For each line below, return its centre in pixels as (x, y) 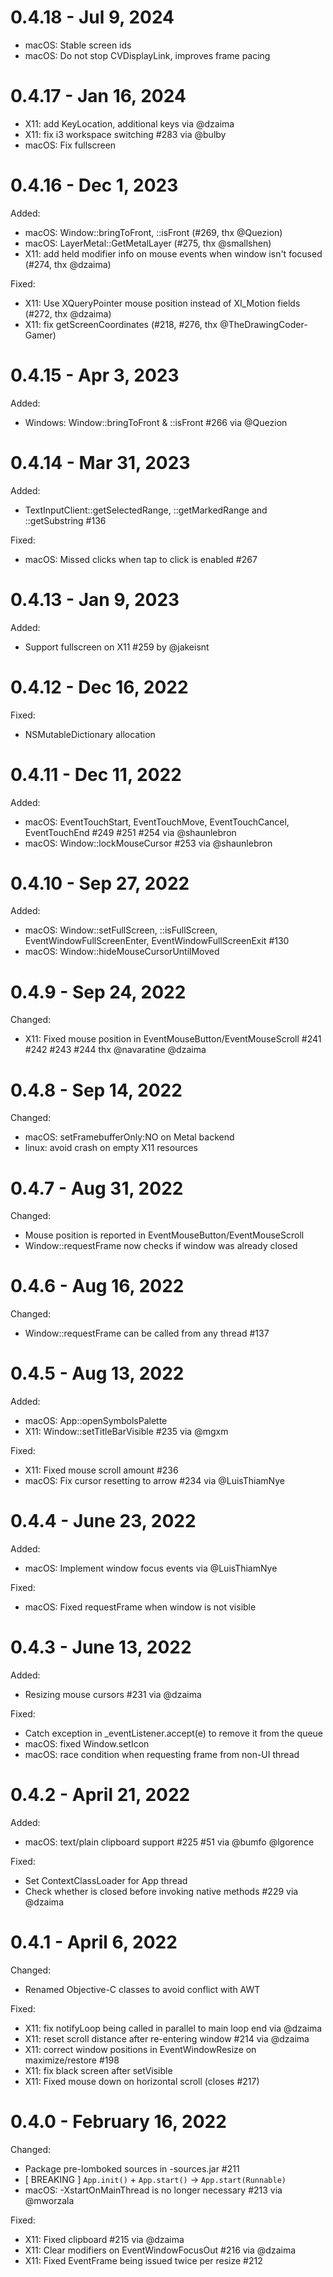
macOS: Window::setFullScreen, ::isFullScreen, (121, 930)
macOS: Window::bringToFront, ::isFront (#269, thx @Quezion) (153, 232)
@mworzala (49, 2200)
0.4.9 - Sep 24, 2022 (98, 992)
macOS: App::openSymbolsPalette (96, 1421)
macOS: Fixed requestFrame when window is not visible (140, 1607)
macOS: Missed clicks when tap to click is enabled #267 (141, 559)
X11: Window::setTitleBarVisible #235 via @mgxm (126, 1432)
